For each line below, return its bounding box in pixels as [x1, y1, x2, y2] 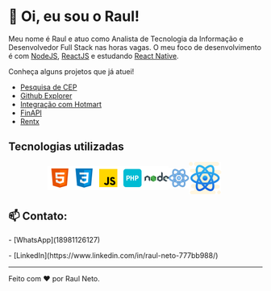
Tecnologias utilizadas [8, 140, 124, 154]
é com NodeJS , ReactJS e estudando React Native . [8, 51, 179, 60]
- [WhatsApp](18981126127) [8, 235, 101, 244]
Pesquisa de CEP [19, 82, 77, 92]
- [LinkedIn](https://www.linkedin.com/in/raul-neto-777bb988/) [8, 250, 219, 260]
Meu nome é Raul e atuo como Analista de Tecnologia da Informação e [8, 34, 244, 44]
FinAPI [19, 108, 43, 118]
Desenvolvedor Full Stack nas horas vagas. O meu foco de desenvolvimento [8, 42, 262, 52]
